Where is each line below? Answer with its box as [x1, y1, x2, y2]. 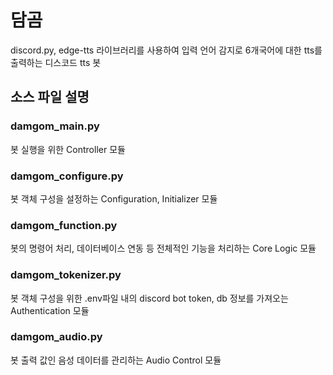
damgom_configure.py [10, 169, 124, 183]
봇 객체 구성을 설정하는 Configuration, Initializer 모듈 [10, 192, 218, 205]
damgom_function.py [10, 218, 118, 232]
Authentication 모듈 [10, 304, 90, 316]
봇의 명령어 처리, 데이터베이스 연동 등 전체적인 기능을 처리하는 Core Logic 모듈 [10, 242, 317, 255]
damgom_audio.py [10, 330, 103, 344]
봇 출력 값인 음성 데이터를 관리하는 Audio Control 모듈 [10, 354, 222, 366]
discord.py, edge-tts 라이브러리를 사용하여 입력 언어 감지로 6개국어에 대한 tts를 [10, 44, 323, 56]
